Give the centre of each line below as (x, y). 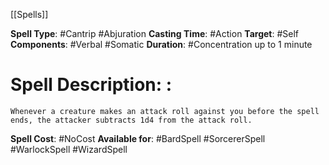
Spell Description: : (91, 85)
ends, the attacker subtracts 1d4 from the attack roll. (131, 120)
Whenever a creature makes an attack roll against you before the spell (165, 111)
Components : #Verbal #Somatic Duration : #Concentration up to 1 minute (161, 44)
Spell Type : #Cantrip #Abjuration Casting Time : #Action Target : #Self (155, 33)
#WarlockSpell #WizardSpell (69, 149)
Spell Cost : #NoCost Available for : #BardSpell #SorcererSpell (138, 138)
